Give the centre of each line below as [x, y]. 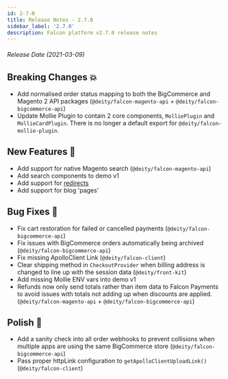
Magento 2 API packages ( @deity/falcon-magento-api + [96, 101]
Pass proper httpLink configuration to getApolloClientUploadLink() [112, 361]
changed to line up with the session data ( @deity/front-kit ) [102, 272]
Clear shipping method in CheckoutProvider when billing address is [111, 265]
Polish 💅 [25, 322]
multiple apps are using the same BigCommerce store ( [94, 346]
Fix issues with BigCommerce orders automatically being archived [110, 243]
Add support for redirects [53, 183]
